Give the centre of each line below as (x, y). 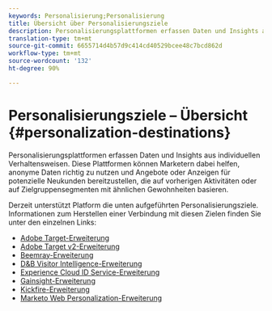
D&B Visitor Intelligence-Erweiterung (81, 263)
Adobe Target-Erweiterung (65, 237)
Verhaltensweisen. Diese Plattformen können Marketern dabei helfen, (124, 163)
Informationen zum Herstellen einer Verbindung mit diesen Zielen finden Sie (135, 213)
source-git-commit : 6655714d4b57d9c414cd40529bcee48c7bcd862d (115, 46)
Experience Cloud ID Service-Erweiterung (90, 272)
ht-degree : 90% (34, 69)
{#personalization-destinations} (120, 132)
